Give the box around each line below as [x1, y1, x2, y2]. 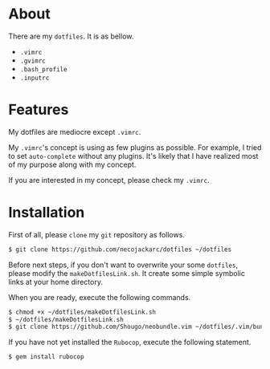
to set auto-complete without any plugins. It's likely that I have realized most [8, 151, 259, 160]
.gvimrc [19, 57, 46, 65]
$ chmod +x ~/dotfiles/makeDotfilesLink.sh [8, 308, 157, 316]
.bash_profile [19, 65, 67, 73]
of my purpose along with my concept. [8, 160, 137, 169]
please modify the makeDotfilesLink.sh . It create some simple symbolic [8, 268, 245, 278]
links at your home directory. [8, 277, 103, 286]
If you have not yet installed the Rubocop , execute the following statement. [8, 338, 252, 347]
